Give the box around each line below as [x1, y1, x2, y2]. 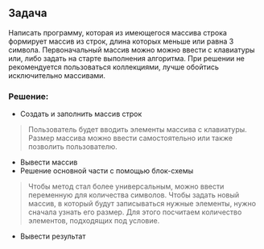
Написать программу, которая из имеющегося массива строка [8, 27, 228, 37]
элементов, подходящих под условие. [27, 216, 160, 226]
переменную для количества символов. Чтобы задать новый [27, 190, 240, 200]
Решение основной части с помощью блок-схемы [19, 166, 194, 176]
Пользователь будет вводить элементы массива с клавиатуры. [27, 125, 247, 135]
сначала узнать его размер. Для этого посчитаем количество [27, 207, 242, 217]
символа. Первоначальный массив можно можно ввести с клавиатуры [8, 44, 255, 55]
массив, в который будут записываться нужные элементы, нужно [27, 199, 256, 209]
